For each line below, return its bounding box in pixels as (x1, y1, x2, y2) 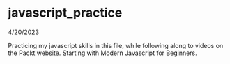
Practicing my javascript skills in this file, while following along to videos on (8, 41, 224, 49)
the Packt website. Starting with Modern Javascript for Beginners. (8, 49, 197, 57)
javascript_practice (8, 5, 123, 21)
